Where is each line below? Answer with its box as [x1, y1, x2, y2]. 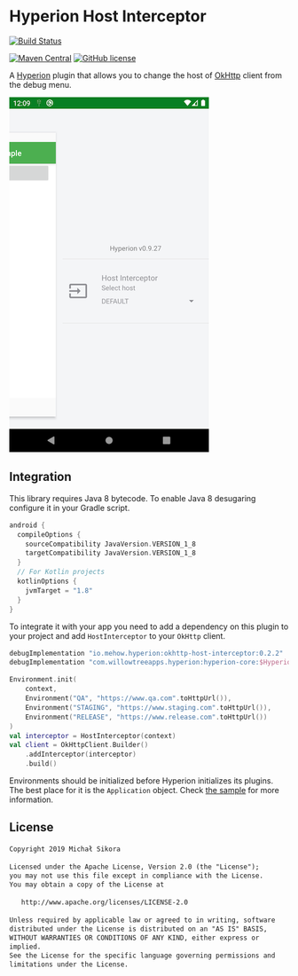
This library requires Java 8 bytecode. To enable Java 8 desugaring [9, 492, 256, 503]
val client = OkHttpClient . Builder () [9, 741, 149, 750]
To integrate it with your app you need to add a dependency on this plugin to [9, 621, 289, 632]
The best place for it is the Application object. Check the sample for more [9, 785, 279, 795]
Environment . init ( [9, 675, 77, 684]
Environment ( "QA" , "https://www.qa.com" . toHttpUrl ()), [25, 694, 232, 703]
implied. [9, 942, 42, 951]
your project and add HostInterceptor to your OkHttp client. [9, 630, 226, 641]
